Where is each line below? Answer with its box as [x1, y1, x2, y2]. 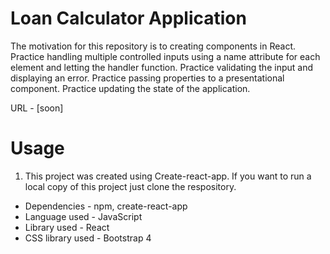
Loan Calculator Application [10, 7, 247, 30]
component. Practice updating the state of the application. [10, 82, 251, 94]
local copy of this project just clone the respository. [24, 180, 237, 192]
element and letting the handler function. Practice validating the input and [10, 61, 313, 73]
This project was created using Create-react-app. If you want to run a [24, 170, 312, 182]
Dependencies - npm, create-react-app [24, 200, 188, 212]
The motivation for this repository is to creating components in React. [10, 40, 297, 52]
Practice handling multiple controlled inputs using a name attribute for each [10, 50, 321, 62]
